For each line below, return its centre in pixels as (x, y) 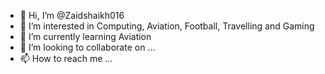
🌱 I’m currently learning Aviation (85, 36)
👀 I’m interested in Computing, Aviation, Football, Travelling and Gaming (167, 26)
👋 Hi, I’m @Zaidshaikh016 (72, 15)
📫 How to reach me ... (66, 58)
